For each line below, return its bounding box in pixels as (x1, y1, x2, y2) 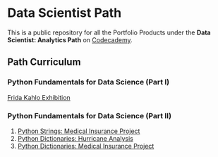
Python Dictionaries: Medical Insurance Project (17, 142, 155, 150)
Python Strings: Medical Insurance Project (17, 127, 140, 135)
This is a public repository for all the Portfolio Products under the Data (7, 28, 211, 37)
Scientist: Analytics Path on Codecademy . (7, 35, 133, 44)
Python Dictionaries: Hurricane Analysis (17, 134, 134, 142)
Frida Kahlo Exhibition (7, 93, 71, 101)
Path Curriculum (7, 56, 81, 68)
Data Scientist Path (7, 5, 122, 21)
